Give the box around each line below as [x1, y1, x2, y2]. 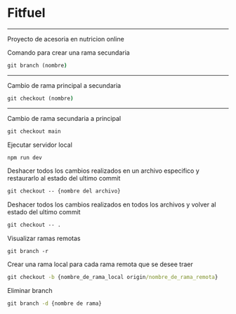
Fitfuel [7, 5, 46, 21]
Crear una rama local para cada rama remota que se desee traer [7, 260, 193, 268]
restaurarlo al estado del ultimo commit [7, 174, 121, 183]
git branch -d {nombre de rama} [7, 300, 102, 307]
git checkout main [7, 128, 61, 135]
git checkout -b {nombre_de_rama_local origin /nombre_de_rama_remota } [7, 274, 218, 281]
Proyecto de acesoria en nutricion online [7, 34, 124, 43]
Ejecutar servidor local [7, 140, 72, 149]
